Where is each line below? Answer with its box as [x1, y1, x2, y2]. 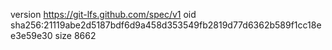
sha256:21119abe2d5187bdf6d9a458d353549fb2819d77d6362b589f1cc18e [10, 19, 322, 31]
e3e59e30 [10, 30, 53, 41]
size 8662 [54, 30, 97, 41]
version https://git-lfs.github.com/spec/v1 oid [10, 9, 197, 20]
